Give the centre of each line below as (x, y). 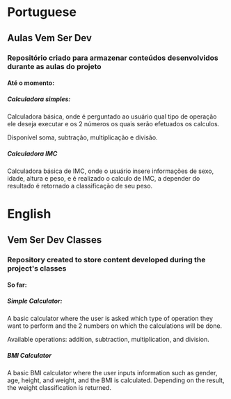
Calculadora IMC (32, 153)
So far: (17, 285)
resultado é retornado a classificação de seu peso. (80, 186)
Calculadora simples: (39, 99)
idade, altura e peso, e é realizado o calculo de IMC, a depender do (104, 179)
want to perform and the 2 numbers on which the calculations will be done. (115, 326)
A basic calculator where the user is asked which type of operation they (110, 319)
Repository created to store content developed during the (106, 259)
